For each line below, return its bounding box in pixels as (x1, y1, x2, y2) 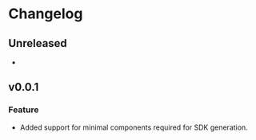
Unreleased (8, 37, 68, 50)
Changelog (8, 5, 83, 23)
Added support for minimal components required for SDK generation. (19, 122, 248, 132)
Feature (8, 104, 39, 115)
